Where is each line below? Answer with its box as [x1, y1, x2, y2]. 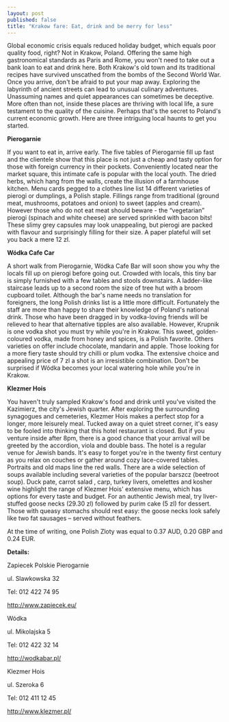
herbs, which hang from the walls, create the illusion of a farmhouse [7, 177, 200, 186]
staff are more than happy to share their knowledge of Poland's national [7, 306, 210, 314]
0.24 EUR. [7, 535, 36, 543]
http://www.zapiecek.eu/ [7, 601, 77, 610]
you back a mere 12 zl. [7, 236, 70, 244]
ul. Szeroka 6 [7, 681, 44, 689]
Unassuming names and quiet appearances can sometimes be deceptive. [7, 92, 214, 101]
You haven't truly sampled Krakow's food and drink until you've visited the [7, 398, 217, 406]
